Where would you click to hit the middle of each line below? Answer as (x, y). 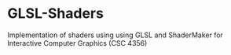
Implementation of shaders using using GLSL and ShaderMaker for (115, 35)
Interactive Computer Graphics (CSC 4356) (77, 43)
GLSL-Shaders (55, 14)
